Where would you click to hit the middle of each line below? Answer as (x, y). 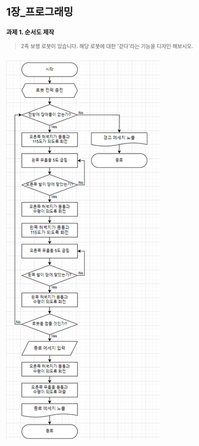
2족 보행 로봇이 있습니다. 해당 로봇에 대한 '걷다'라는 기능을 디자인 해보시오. (107, 46)
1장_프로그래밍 (40, 12)
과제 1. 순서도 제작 (30, 32)
